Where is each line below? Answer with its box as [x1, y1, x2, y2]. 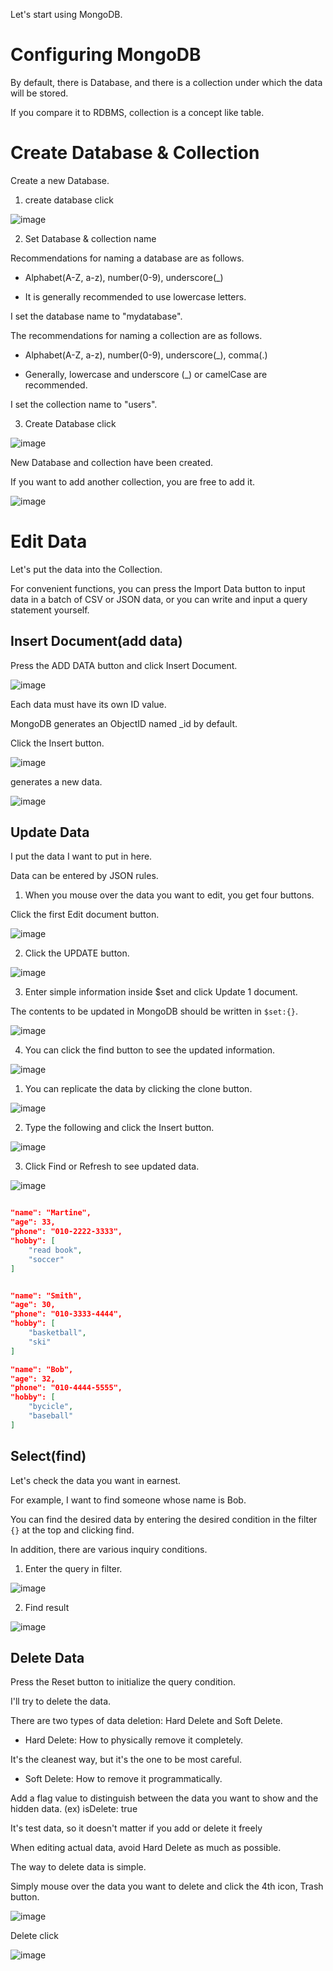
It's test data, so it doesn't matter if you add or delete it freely [10, 1822, 263, 1834]
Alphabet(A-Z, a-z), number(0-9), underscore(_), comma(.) [24, 349, 268, 361]
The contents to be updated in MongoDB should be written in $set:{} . [10, 1005, 299, 1018]
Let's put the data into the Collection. [10, 563, 163, 575]
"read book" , [28, 1245, 83, 1255]
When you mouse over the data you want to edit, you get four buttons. [24, 889, 315, 901]
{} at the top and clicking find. [10, 1524, 135, 1536]
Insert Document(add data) [10, 633, 183, 650]
